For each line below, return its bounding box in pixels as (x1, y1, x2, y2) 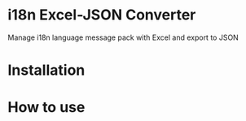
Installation (7, 61, 86, 80)
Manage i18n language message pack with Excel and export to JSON (7, 32, 239, 42)
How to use (7, 98, 86, 117)
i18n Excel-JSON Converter (7, 6, 196, 24)
